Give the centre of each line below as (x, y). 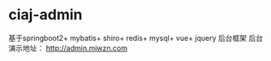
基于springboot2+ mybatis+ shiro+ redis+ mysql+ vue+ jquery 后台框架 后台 (136, 38)
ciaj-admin (45, 15)
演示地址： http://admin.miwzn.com (68, 48)
